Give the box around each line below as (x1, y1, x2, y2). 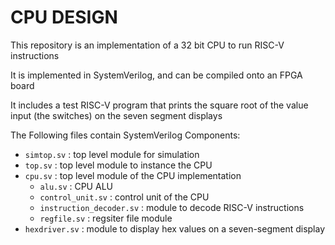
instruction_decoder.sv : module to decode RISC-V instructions (39, 201, 305, 213)
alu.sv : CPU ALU (39, 180, 113, 192)
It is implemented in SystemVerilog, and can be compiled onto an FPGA (10, 69, 303, 81)
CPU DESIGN (10, 6, 118, 29)
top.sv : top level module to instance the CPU (24, 159, 213, 171)
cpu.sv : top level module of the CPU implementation (24, 169, 242, 181)
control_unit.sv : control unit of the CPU (39, 191, 210, 203)
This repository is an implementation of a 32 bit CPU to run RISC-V (10, 39, 285, 51)
